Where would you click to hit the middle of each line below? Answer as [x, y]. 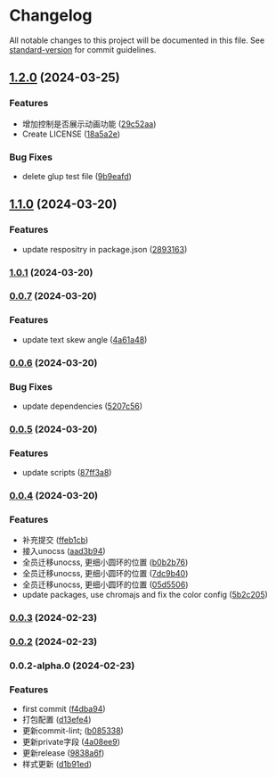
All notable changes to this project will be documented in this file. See [137, 40]
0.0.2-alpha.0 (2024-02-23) [72, 666]
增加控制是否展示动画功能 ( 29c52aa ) [89, 124]
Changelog [51, 16]
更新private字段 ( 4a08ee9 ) [71, 742]
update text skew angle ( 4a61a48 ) [85, 339]
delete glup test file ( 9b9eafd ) [77, 176]
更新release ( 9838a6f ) [63, 753]
